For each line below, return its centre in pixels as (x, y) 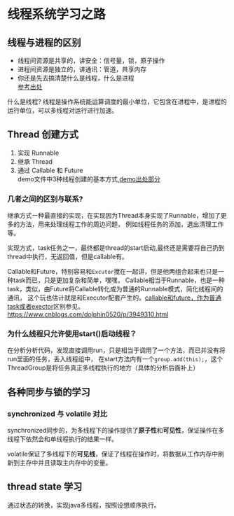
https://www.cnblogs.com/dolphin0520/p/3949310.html (88, 314)
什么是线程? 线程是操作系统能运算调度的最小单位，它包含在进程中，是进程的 (117, 102)
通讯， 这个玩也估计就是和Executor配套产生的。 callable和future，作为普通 (115, 298)
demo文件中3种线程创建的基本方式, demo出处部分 (89, 179)
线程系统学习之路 (57, 14)
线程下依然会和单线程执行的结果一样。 (62, 439)
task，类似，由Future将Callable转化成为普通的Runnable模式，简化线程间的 (115, 289)
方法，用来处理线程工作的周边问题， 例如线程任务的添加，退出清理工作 (122, 224)
